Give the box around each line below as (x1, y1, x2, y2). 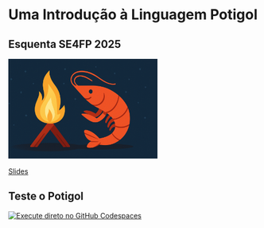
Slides (8, 166, 29, 176)
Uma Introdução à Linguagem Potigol (8, 6, 258, 24)
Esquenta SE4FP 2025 (8, 37, 122, 51)
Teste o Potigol (8, 190, 83, 203)
